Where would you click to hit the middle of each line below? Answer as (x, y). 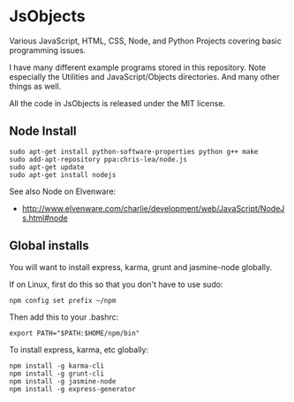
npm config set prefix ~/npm (63, 300)
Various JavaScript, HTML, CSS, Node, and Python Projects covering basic (146, 41)
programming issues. (48, 50)
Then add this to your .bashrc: (64, 317)
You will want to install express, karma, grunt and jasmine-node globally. (141, 267)
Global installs (49, 246)
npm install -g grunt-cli (57, 374)
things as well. (35, 86)
